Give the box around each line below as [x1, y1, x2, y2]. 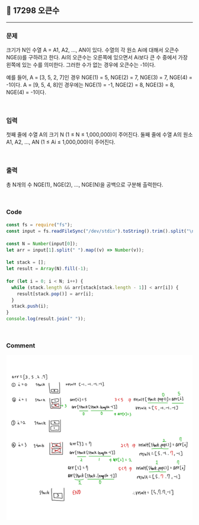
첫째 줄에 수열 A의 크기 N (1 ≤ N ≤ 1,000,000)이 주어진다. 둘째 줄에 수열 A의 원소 [6, 131, 193, 138]
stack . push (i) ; [11, 303, 49, 309]
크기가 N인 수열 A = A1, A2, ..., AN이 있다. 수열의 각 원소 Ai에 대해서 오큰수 [6, 46, 179, 53]
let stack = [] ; [6, 260, 46, 265]
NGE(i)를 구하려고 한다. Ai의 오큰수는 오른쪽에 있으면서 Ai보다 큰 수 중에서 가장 [6, 54, 188, 61]
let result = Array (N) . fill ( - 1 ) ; [6, 266, 89, 272]
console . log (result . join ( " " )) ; [6, 316, 86, 322]
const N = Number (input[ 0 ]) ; [6, 241, 78, 246]
